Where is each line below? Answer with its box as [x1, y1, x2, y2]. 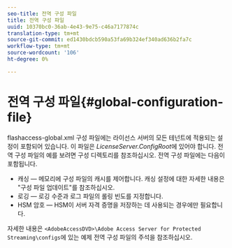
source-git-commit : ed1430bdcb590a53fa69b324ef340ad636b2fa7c [7, 36, 192, 43]
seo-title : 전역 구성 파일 [7, 10, 77, 17]
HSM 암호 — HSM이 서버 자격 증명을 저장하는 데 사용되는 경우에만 [17, 200, 199, 209]
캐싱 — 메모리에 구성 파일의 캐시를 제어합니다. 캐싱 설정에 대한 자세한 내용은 [17, 174, 225, 182]
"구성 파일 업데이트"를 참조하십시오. [17, 183, 115, 191]
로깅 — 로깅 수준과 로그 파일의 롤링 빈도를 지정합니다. [17, 191, 164, 200]
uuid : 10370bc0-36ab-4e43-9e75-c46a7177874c [7, 23, 139, 30]
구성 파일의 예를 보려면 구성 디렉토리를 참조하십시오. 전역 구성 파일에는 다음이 [14, 151, 226, 159]
